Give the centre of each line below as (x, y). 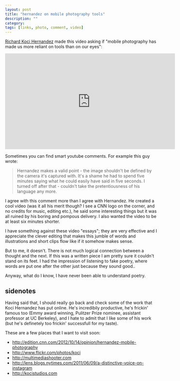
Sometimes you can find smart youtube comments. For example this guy (78, 156)
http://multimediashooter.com (42, 358)
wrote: (11, 162)
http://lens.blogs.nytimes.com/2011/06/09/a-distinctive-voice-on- (78, 363)
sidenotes (20, 291)
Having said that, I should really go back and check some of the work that (79, 303)
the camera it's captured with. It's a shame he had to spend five (81, 176)
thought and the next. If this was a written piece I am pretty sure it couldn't (80, 256)
